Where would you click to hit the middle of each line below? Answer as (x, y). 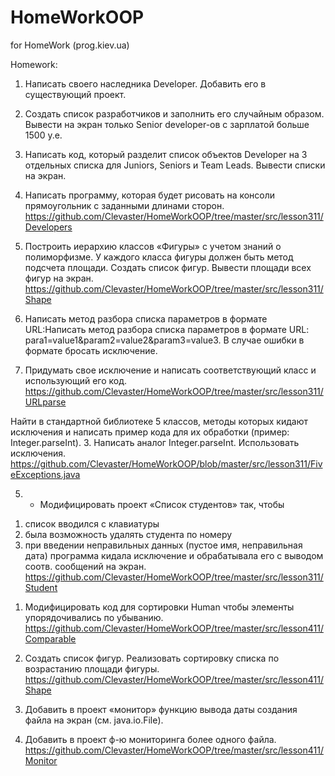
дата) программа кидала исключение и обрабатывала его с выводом (174, 555)
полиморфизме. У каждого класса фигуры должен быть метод (159, 257)
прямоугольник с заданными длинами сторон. (124, 205)
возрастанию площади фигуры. (92, 668)
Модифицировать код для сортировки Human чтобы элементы (159, 607)
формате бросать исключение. (91, 350)
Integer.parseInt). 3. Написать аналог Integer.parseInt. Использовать (155, 442)
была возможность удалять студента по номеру (128, 534)
